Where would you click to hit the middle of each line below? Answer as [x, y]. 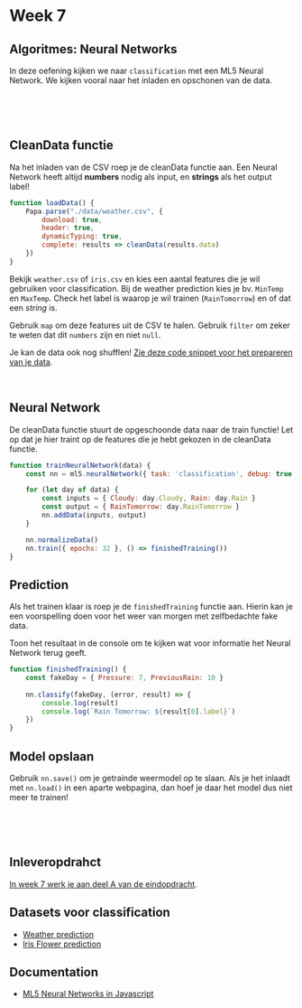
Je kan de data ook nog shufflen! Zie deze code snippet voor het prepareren [151, 352]
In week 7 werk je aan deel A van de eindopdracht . [104, 884]
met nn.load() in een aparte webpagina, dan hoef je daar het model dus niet [151, 788]
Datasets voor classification [90, 913]
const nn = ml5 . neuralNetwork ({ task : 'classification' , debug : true [159, 474]
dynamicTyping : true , [82, 237]
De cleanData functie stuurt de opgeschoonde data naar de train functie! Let [151, 429]
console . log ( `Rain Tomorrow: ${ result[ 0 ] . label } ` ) [139, 711]
